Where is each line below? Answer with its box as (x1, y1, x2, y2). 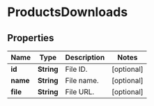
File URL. (65, 87, 95, 96)
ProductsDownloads (7, 4, 128, 20)
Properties (7, 32, 54, 44)
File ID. (65, 64, 88, 74)
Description (65, 53, 105, 62)
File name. (65, 76, 99, 85)
